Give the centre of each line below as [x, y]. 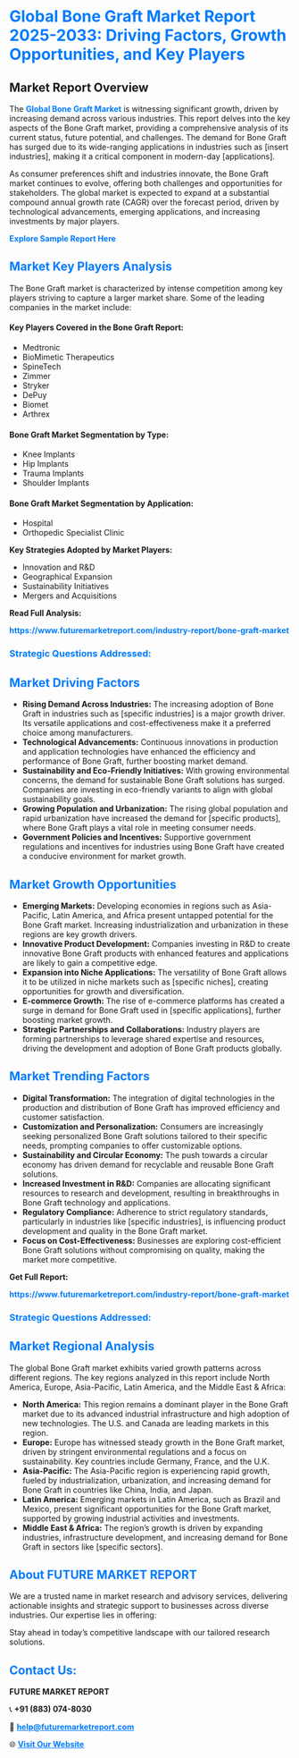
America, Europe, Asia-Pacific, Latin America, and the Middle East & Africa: [148, 1387]
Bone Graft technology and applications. [96, 1202]
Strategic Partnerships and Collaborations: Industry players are [141, 1029]
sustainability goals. [59, 799]
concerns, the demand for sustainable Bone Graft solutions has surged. [154, 781]
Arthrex [36, 414]
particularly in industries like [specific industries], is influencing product [154, 1221]
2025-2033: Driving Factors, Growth [148, 35]
